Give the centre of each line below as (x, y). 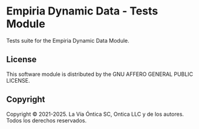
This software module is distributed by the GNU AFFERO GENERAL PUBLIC (100, 74)
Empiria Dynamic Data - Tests (82, 11)
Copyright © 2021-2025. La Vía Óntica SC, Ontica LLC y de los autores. (95, 114)
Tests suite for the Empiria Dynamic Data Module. (68, 40)
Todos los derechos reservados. (46, 120)
